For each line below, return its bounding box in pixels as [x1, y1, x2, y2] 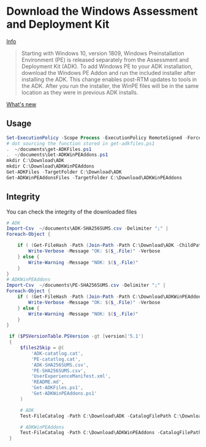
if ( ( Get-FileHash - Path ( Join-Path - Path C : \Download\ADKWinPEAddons [17, 293, 204, 300]
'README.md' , [31, 379, 64, 385]
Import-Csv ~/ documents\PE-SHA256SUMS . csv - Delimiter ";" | [6, 282, 166, 289]
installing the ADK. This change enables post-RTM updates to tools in [21, 76, 197, 83]
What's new [6, 100, 37, 108]
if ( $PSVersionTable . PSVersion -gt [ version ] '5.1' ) [9, 333, 144, 340]
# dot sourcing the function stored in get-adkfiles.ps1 [6, 140, 155, 147]
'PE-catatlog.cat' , [31, 356, 81, 362]
